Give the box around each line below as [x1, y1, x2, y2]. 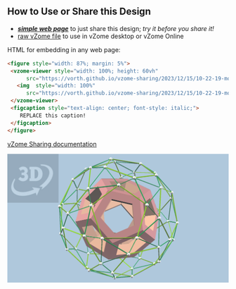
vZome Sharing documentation [7, 140, 97, 148]
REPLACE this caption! [20, 112, 86, 119]
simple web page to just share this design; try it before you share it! [17, 24, 214, 32]
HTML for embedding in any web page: [7, 45, 121, 54]
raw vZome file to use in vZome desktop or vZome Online [17, 32, 184, 40]
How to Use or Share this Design [7, 6, 151, 18]
